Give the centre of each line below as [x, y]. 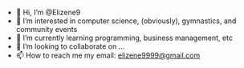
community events [47, 29]
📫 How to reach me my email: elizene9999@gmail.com [108, 55]
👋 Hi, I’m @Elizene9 [48, 12]
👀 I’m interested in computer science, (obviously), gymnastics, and [126, 21]
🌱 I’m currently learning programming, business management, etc [124, 38]
